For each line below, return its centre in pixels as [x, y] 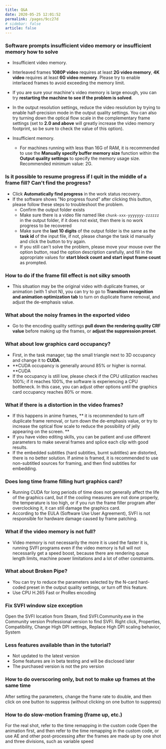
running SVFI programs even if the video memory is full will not [77, 547]
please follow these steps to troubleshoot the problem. [68, 204]
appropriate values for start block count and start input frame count [90, 257]
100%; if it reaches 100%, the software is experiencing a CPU [75, 381]
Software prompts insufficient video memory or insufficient [78, 46]
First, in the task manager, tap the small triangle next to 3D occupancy [84, 355]
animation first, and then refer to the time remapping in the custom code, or [82, 731]
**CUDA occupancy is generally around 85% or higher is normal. [79, 365]
